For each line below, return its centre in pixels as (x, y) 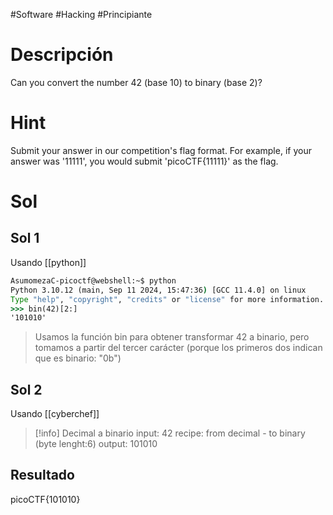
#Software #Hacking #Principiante (81, 14)
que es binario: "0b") (78, 358)
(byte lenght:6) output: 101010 (96, 444)
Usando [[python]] (48, 262)
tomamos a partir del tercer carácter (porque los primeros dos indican (178, 348)
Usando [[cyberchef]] (55, 414)
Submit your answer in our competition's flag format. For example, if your (161, 150)
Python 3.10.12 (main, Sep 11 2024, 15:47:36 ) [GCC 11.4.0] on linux (158, 290)
